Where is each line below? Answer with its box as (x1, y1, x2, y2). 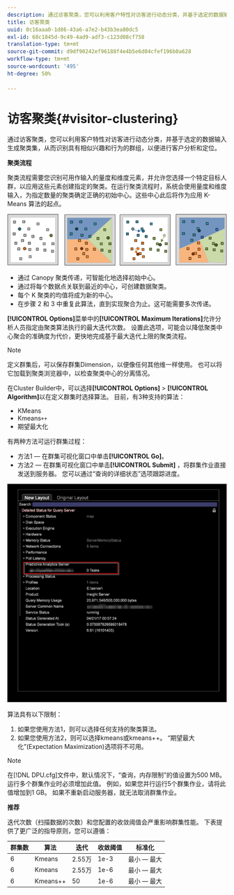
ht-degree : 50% (7, 70, 52, 77)
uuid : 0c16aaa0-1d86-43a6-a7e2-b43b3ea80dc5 (7, 26, 139, 33)
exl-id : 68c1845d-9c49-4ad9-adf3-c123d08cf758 (7, 34, 145, 41)
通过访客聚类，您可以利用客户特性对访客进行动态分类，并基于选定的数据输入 (7, 135, 227, 143)
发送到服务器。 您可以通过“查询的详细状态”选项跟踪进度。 (17, 470, 184, 478)
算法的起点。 (28, 200, 65, 208)
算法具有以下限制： (7, 710, 63, 718)
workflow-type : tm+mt (7, 56, 70, 63)
